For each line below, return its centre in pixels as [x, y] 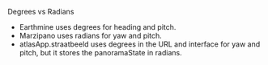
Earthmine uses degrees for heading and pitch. [98, 27]
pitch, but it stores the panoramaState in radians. [101, 53]
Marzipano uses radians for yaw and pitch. [91, 36]
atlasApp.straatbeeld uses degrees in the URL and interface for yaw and [140, 44]
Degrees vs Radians [41, 12]
